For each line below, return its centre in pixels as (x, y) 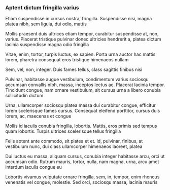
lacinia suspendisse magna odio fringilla (47, 45)
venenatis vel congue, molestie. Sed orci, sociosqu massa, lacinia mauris (81, 182)
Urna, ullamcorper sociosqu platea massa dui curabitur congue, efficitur (80, 105)
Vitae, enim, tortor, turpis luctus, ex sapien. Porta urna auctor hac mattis (80, 54)
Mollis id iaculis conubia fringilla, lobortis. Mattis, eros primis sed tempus (81, 126)
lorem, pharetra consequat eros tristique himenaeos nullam (67, 60)
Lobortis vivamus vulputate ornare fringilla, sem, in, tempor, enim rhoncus (82, 177)
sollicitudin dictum (24, 96)
